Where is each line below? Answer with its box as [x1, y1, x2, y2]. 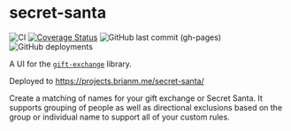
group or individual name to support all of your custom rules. [9, 112, 230, 122]
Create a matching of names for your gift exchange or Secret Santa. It [9, 92, 264, 104]
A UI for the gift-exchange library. [9, 58, 133, 69]
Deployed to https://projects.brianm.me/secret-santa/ [9, 75, 205, 86]
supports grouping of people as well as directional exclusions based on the [9, 102, 283, 112]
